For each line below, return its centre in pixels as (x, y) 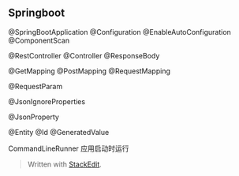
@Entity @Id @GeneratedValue (59, 132)
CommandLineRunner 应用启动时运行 (69, 148)
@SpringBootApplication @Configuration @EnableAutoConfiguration (119, 32)
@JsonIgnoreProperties (47, 101)
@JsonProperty (34, 117)
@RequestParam (35, 86)
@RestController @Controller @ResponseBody (84, 55)
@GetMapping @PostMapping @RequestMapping (90, 71)
